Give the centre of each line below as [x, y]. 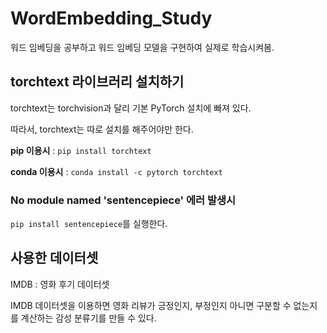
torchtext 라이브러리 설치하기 [97, 82]
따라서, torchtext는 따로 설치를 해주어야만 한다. [102, 129]
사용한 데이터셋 [54, 258]
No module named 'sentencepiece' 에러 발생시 [123, 200]
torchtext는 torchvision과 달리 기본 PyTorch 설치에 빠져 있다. [131, 108]
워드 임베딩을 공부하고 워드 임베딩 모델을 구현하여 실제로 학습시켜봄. [142, 47]
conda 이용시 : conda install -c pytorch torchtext [116, 171]
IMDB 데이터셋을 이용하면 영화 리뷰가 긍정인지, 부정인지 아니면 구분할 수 [151, 305]
